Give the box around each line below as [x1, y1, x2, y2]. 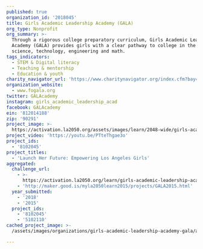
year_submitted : [11, 189, 53, 195]
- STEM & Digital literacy [11, 59, 80, 65]
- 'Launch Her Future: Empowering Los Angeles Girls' [11, 155, 150, 161]
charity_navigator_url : [6, 76, 66, 82]
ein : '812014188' [6, 110, 50, 116]
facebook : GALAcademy [6, 104, 61, 111]
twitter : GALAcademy [6, 93, 59, 99]
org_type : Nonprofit [6, 25, 59, 32]
